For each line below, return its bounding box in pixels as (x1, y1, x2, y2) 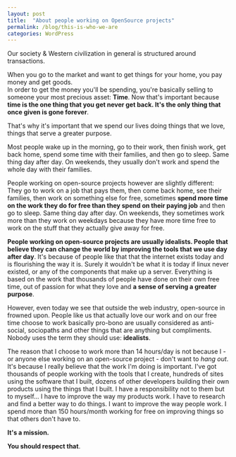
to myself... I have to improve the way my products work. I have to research (7, 392, 225, 401)
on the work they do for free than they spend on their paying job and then (7, 202, 225, 210)
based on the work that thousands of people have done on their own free (7, 275, 220, 284)
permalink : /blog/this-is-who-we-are (7, 23, 118, 30)
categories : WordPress (7, 30, 74, 37)
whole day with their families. (7, 165, 92, 173)
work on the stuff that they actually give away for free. (7, 224, 165, 233)
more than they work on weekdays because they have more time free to (7, 217, 216, 225)
